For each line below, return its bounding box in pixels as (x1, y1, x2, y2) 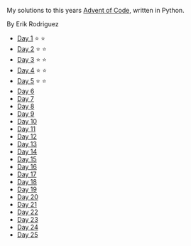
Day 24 (16, 223, 38, 231)
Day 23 (16, 215, 38, 223)
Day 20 (16, 193, 38, 201)
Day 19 (16, 185, 37, 193)
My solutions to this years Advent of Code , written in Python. (6, 6, 185, 14)
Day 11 (16, 124, 36, 133)
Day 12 (16, 132, 37, 141)
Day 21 (16, 200, 37, 208)
